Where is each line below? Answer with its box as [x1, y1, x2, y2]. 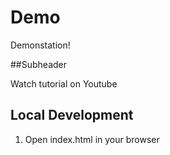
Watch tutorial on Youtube [10, 77, 118, 90]
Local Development [10, 107, 134, 124]
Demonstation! [10, 39, 71, 51]
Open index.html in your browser [24, 133, 160, 145]
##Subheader [10, 58, 68, 70]
